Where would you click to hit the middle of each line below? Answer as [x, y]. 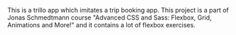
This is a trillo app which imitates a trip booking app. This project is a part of [118, 10]
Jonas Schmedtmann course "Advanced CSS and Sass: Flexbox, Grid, [109, 17]
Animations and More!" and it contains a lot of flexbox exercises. [102, 25]
